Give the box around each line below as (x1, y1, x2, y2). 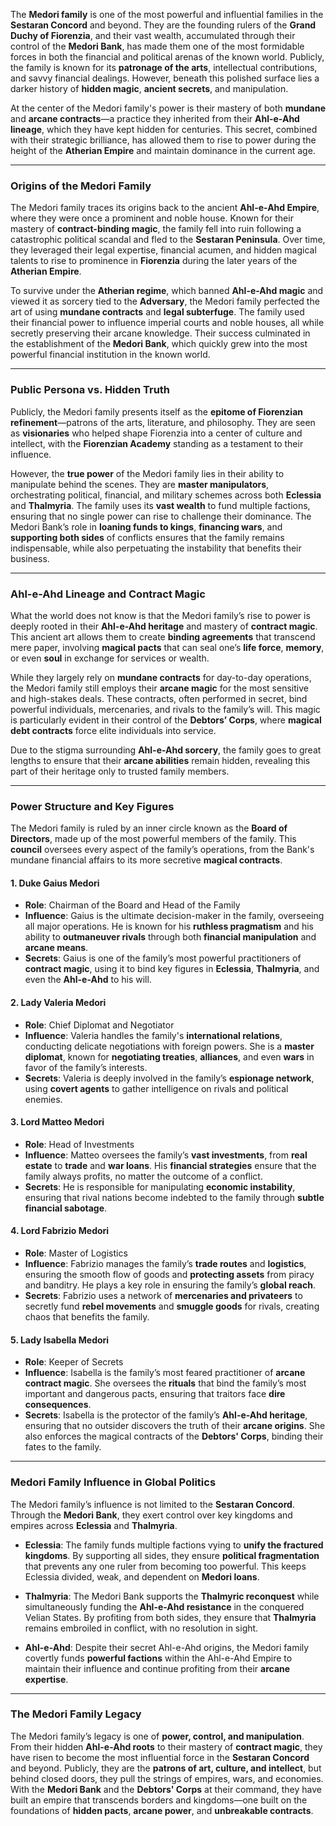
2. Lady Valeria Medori (10, 996, 107, 1008)
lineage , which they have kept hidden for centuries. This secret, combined (10, 124, 318, 135)
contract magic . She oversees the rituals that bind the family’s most (24, 1377, 307, 1389)
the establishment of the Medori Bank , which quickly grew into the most (10, 338, 308, 350)
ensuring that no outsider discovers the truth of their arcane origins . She (24, 1420, 326, 1432)
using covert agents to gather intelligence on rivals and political (24, 1082, 289, 1094)
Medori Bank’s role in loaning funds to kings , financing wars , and (10, 520, 283, 533)
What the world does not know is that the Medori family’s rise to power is (10, 609, 311, 621)
